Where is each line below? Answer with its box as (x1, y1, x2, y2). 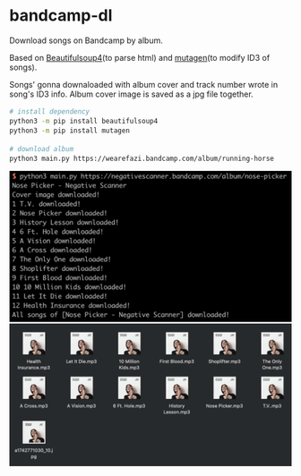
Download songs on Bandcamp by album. (9, 35, 163, 46)
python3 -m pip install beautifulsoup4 (9, 116, 159, 125)
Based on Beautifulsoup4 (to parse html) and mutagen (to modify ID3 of (9, 52, 271, 63)
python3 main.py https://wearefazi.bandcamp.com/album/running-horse (9, 154, 275, 164)
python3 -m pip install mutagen (9, 126, 130, 135)
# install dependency (9, 106, 90, 116)
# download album (9, 145, 74, 154)
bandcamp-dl (9, 5, 113, 26)
